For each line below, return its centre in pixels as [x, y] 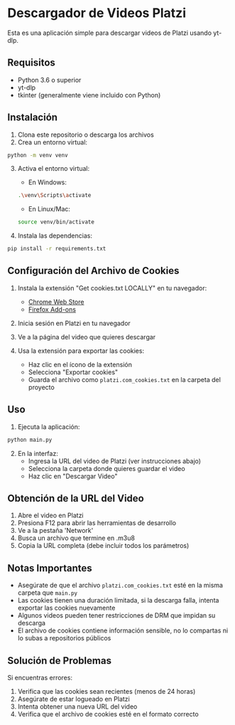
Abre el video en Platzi [50, 515]
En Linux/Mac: [49, 209]
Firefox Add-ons [52, 309]
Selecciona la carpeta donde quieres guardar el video [107, 468]
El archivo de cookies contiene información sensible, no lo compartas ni [123, 630]
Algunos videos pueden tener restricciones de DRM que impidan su [116, 615]
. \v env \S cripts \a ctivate [54, 196]
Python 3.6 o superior [49, 80]
